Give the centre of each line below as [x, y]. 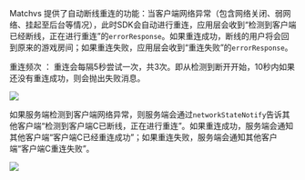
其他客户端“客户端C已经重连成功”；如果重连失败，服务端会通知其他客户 [143, 137]
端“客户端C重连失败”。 [52, 149]
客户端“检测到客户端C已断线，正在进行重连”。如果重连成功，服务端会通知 [155, 126]
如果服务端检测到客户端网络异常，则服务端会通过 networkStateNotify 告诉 [146, 115]
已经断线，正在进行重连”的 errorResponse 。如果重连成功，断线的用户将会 [146, 36]
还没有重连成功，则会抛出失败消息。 [77, 78]
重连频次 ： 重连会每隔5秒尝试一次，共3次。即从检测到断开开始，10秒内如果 [152, 67]
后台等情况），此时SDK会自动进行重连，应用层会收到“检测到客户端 [173, 25]
